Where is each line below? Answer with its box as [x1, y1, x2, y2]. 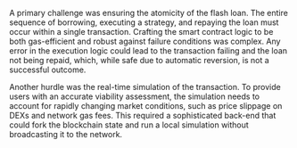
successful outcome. [9, 64, 87, 75]
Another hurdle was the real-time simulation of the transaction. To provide [9, 82, 281, 92]
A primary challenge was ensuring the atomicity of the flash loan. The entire [9, 8, 288, 18]
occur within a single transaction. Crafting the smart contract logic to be [9, 27, 274, 37]
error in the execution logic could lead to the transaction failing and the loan [9, 45, 288, 56]
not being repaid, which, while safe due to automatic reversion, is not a [9, 55, 269, 65]
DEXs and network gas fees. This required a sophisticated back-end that [9, 111, 276, 120]
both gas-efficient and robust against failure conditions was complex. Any [9, 36, 281, 46]
